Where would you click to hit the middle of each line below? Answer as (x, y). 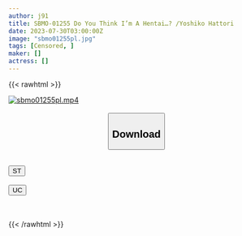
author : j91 (28, 16)
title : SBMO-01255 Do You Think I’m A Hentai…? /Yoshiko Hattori (121, 24)
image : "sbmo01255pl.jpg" (52, 39)
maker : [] (25, 54)
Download (136, 134)
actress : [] (28, 62)
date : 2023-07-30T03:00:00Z (56, 31)
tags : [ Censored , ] (41, 46)
